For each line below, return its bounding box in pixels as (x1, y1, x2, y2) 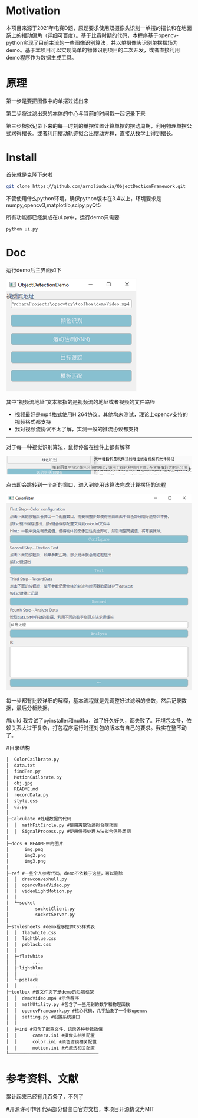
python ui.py (6, 226, 38, 232)
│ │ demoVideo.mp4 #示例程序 (6, 995, 80, 1001)
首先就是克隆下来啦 (6, 171, 53, 178)
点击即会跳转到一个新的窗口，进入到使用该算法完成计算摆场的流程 (6, 481, 166, 488)
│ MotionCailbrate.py (6, 774, 62, 780)
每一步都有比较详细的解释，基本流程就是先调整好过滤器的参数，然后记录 (6, 697, 181, 704)
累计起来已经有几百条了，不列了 (6, 1093, 84, 1100)
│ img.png (6, 847, 44, 853)
